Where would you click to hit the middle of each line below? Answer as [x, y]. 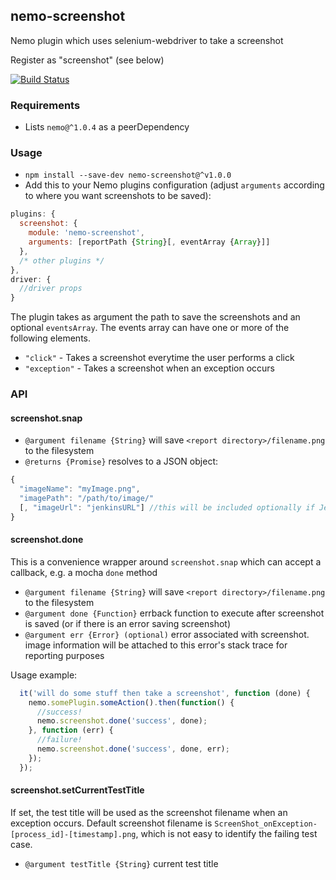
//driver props [51, 289]
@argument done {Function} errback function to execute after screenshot [174, 613]
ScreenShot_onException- [266, 824]
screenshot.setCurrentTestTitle [77, 790]
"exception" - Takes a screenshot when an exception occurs [149, 368]
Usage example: [44, 675]
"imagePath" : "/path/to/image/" [87, 499]
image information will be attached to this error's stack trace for [156, 645]
